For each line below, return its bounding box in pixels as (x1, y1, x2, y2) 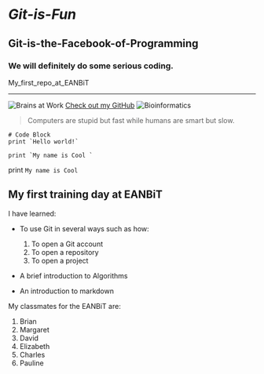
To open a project (31, 256, 89, 265)
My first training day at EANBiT (8, 188, 163, 202)
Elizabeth (19, 341, 50, 350)
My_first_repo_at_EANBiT (8, 78, 90, 87)
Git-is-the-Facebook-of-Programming (8, 37, 199, 50)
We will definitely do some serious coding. (8, 60, 174, 71)
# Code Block (8, 131, 51, 139)
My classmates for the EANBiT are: (8, 301, 122, 310)
